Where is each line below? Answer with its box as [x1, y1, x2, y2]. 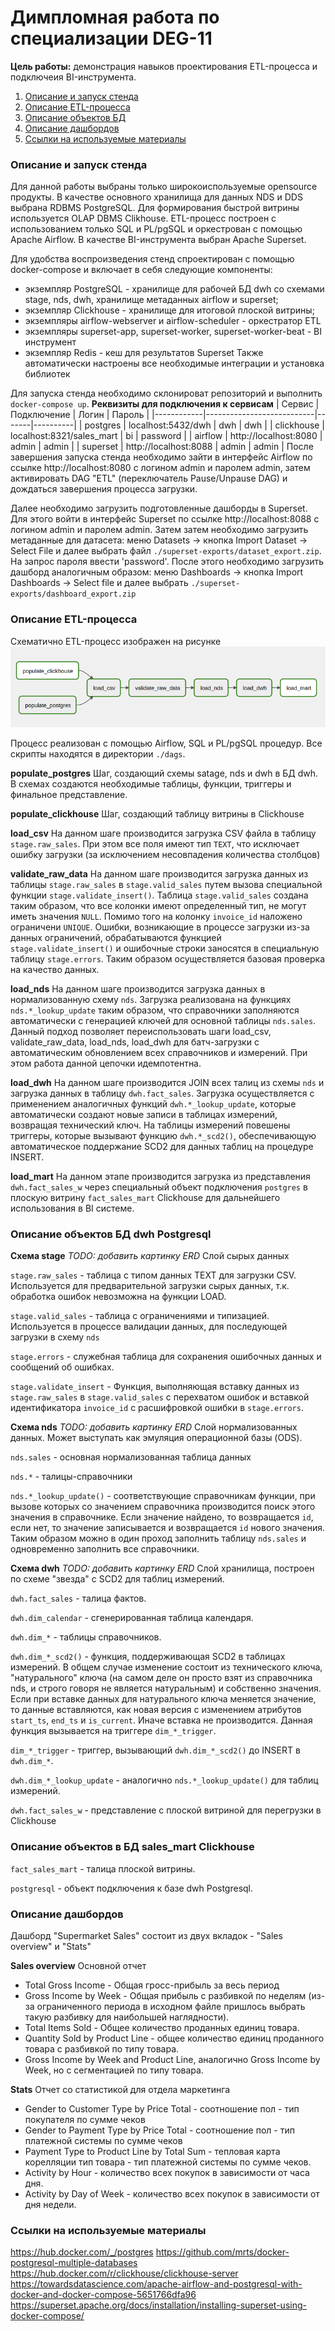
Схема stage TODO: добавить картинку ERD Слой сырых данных [10, 1250, 290, 1262]
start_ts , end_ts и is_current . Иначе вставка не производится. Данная [10, 1714, 313, 1726]
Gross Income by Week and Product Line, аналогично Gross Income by [24, 2053, 321, 2065]
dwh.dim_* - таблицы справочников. [10, 1631, 162, 1643]
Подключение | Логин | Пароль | [10, 409, 150, 421]
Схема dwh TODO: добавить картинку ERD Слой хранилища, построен [10, 1562, 315, 1575]
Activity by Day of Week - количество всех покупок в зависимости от [24, 2187, 320, 2200]
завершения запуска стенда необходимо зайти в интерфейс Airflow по [10, 451, 313, 463]
